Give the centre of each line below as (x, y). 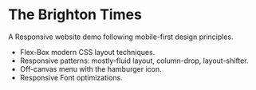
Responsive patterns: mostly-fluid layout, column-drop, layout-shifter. (134, 61)
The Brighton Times (75, 15)
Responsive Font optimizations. (71, 77)
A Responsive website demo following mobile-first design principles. (121, 37)
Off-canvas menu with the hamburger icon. (91, 68)
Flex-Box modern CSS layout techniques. (87, 52)
